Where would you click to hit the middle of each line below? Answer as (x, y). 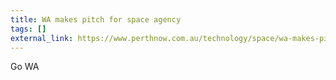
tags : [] (28, 29)
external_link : (42, 38)
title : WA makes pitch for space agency (96, 19)
